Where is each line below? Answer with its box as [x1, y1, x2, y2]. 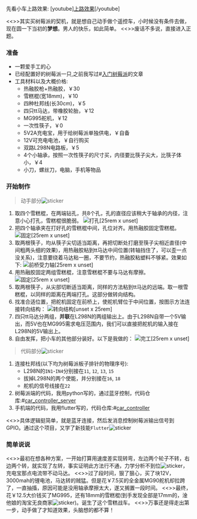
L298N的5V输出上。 [14, 327, 64, 334]
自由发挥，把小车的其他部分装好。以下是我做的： [14, 335, 133, 342]
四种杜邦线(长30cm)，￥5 [23, 100, 86, 107]
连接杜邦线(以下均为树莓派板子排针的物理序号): [14, 360, 129, 367]
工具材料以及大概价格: [14, 78, 68, 85]
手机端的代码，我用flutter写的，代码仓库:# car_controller [14, 404, 150, 411]
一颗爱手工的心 [14, 63, 51, 70]
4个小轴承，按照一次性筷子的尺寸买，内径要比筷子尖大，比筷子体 [23, 152, 182, 159]
